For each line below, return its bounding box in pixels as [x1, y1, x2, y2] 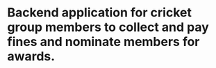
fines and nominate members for [7, 34, 200, 49]
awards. [7, 49, 56, 65]
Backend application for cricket [7, 5, 192, 21]
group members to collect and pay [7, 19, 210, 35]
